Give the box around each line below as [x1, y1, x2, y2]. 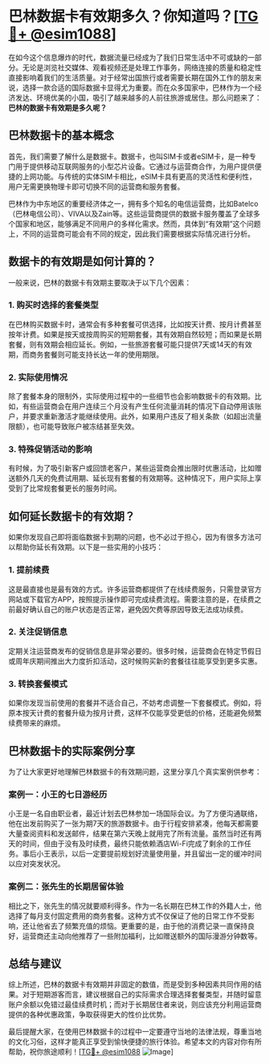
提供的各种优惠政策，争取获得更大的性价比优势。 [8, 1010, 170, 1020]
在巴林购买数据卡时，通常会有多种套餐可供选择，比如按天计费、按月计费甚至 [8, 319, 262, 329]
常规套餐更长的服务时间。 [35, 483, 121, 493]
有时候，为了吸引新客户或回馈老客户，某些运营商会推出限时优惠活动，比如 [8, 463, 255, 473]
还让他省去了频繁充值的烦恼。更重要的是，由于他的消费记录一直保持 [22, 921, 247, 930]
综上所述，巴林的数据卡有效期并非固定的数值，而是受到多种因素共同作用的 [8, 980, 255, 989]
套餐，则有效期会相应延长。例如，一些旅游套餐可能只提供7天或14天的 [8, 339, 239, 349]
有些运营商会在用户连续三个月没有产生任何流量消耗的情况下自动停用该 [22, 401, 255, 411]
